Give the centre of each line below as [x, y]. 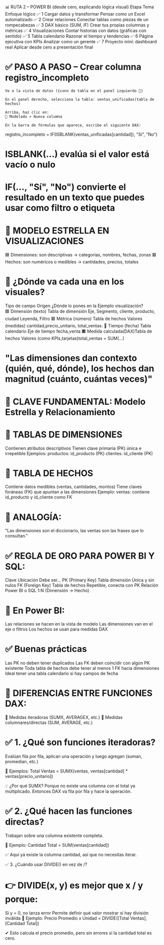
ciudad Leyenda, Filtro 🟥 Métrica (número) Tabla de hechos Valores [74, 319]
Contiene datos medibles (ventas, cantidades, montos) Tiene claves [73, 487]
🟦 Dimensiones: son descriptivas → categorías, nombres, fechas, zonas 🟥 [81, 255]
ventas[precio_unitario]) [29, 776]
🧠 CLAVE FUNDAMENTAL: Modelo [75, 401]
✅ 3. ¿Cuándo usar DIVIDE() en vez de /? [46, 864]
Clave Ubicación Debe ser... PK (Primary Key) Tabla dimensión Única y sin [80, 580]
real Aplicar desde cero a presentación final [49, 47]
